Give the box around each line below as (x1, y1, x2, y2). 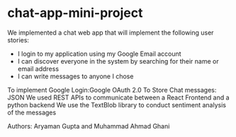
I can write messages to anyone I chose (17, 72, 134, 81)
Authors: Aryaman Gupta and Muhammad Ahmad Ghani (7, 121, 170, 130)
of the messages (7, 108, 57, 117)
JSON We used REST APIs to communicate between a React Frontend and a (7, 93, 230, 102)
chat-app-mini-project (7, 5, 143, 21)
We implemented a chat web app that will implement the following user (7, 28, 214, 37)
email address (17, 64, 59, 73)
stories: (7, 35, 30, 44)
